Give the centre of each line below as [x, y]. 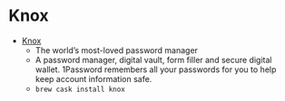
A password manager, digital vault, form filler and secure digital [153, 60]
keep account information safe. [93, 78]
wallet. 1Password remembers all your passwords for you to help [156, 69]
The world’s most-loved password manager [117, 50]
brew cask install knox [80, 89]
